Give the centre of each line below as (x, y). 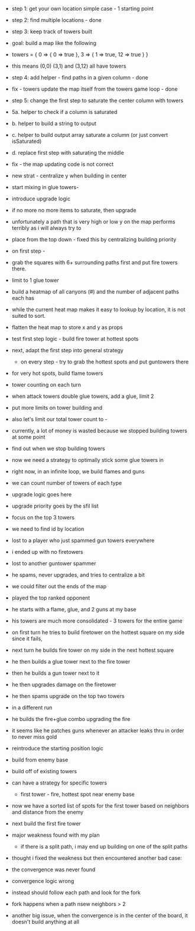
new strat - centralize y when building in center (69, 176)
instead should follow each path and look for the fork (76, 892)
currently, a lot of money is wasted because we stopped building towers (99, 431)
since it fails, (27, 639)
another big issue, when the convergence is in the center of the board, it (100, 915)
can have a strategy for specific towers (59, 783)
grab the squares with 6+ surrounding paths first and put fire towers (95, 262)
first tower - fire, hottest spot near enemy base (77, 794)
